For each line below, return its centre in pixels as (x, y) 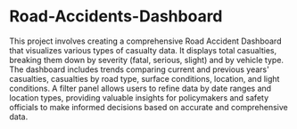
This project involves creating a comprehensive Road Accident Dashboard (145, 41)
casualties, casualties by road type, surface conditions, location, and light (144, 78)
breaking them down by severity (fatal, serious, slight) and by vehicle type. (146, 60)
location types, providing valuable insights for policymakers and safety (139, 97)
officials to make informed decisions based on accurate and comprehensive (148, 107)
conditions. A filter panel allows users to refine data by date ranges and (140, 88)
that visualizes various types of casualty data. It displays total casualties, (143, 50)
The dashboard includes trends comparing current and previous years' (139, 69)
